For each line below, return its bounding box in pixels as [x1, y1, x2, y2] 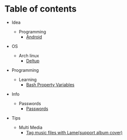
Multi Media [18, 124, 43, 130]
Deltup [26, 58, 40, 63]
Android [26, 34, 42, 40]
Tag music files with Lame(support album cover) [26, 129, 123, 135]
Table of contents [4, 3, 77, 15]
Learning [18, 77, 37, 82]
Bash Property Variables [26, 81, 75, 88]
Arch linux [18, 52, 39, 59]
